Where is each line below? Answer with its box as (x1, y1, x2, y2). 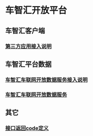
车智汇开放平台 (5, 5, 67, 16)
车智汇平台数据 (5, 60, 52, 68)
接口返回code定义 (5, 125, 49, 132)
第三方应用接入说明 (5, 42, 52, 50)
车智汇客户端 (5, 26, 45, 35)
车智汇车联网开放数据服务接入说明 (5, 76, 88, 83)
